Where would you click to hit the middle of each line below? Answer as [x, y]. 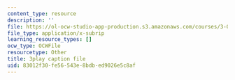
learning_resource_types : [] [50, 40]
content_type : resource [42, 14]
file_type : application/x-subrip [56, 33]
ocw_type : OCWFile [34, 46]
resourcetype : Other [37, 53]
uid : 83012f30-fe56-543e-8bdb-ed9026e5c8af [72, 65]
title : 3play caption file [47, 59]
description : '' [31, 20]
